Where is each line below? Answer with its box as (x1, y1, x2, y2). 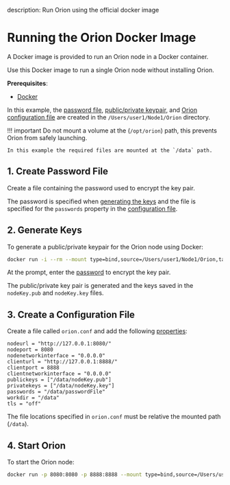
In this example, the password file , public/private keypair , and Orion (7, 106, 197, 114)
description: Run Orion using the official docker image (7, 6, 159, 14)
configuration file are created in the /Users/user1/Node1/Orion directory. (7, 113, 211, 121)
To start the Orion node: (7, 458, 75, 466)
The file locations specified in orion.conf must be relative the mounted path (7, 412, 221, 421)
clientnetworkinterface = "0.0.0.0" (7, 370, 112, 377)
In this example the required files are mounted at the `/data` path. (7, 147, 213, 154)
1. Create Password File (7, 166, 108, 177)
